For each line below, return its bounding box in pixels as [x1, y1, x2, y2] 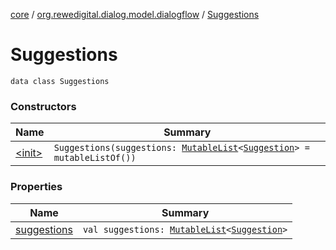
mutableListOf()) [53, 152, 137, 164]
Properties [10, 180, 63, 194]
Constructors [10, 99, 77, 113]
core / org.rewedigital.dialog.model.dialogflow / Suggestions [10, 9, 260, 20]
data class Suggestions [10, 76, 110, 86]
